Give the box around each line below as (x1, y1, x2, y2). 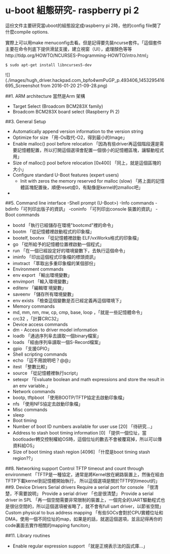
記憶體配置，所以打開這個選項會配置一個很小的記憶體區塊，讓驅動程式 (17, 147, 164, 153)
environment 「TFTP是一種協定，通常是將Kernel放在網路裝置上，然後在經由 (5, 471, 164, 477)
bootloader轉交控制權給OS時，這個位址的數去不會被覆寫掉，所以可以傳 (12, 436, 162, 442)
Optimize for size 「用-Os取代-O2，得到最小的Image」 (12, 134, 127, 140)
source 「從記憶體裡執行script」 (12, 370, 81, 376)
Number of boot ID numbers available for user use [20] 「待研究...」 (12, 423, 155, 429)
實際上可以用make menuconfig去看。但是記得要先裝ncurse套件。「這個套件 (5, 39, 162, 46)
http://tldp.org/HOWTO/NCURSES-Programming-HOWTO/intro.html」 (5, 52, 151, 59)
